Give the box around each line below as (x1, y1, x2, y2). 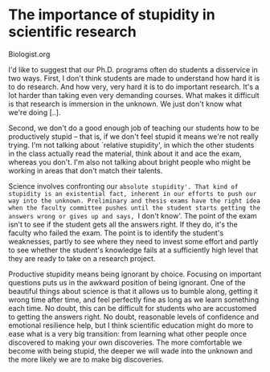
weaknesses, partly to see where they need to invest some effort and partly (8, 236, 259, 246)
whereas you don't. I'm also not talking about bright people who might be (8, 157, 252, 166)
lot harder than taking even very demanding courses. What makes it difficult (8, 90, 260, 100)
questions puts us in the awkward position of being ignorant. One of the (8, 277, 246, 287)
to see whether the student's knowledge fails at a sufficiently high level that (8, 245, 259, 255)
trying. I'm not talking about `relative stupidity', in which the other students (8, 140, 255, 149)
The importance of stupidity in (8, 6, 215, 24)
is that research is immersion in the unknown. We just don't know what (8, 99, 243, 108)
